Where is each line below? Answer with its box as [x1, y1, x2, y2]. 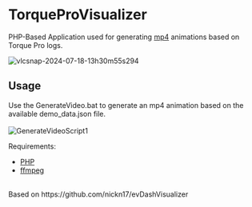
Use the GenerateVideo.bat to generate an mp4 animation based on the [8, 100, 244, 109]
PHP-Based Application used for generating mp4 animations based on [8, 32, 240, 42]
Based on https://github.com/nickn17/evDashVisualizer [8, 189, 189, 199]
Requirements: [8, 141, 56, 151]
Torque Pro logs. [8, 40, 63, 50]
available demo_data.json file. [8, 109, 106, 118]
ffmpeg [19, 165, 45, 175]
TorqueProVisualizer [8, 6, 148, 24]
